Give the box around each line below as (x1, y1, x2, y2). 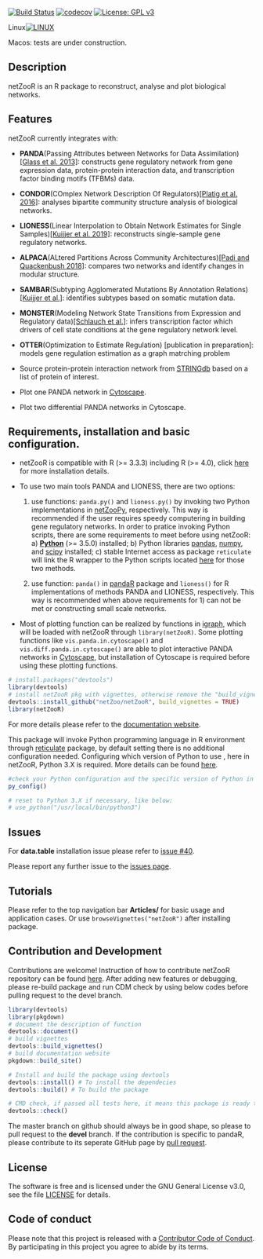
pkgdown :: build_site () (8, 1056, 82, 1064)
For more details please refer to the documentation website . (8, 719, 201, 729)
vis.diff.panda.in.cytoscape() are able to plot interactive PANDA (19, 644, 233, 653)
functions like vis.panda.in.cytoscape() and (19, 636, 164, 646)
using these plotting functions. (19, 661, 118, 671)
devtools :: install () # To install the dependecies (8, 1078, 177, 1086)
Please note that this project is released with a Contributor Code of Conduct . (8, 1233, 255, 1243)
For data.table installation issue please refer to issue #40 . (8, 847, 195, 856)
